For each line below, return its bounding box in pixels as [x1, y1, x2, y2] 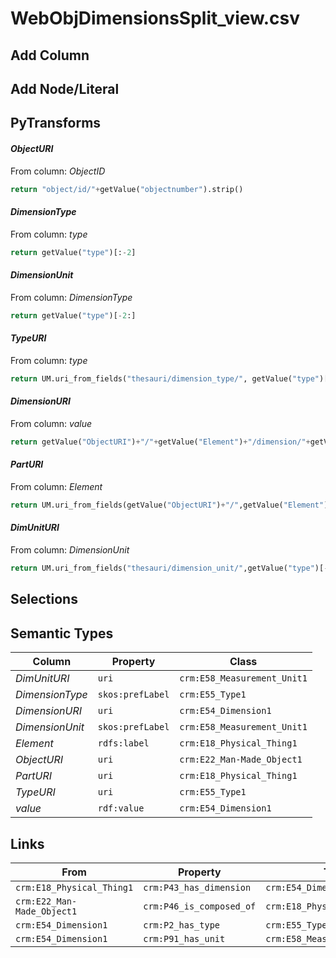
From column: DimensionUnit [10, 544, 130, 556]
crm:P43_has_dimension [143, 882, 252, 893]
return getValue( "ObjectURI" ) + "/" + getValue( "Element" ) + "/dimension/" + [10, 437, 311, 447]
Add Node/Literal [10, 80, 120, 97]
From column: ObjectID [10, 165, 106, 177]
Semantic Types [10, 625, 114, 642]
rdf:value [97, 803, 145, 814]
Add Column [10, 47, 90, 64]
